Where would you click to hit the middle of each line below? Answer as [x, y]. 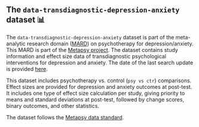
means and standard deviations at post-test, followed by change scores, [95, 99]
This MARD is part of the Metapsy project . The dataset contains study [92, 49]
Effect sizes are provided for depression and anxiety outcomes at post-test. [99, 86]
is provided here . [27, 69]
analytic [16, 44]
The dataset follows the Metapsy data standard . [65, 117]
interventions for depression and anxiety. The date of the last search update [100, 63]
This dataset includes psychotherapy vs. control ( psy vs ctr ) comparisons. [99, 80]
